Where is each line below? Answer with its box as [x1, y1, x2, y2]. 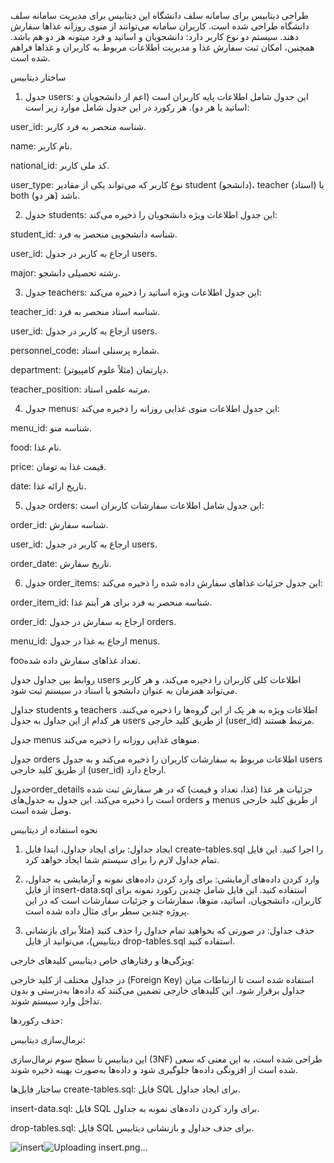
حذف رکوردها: [10, 1015, 63, 1026]
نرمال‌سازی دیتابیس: [10, 1034, 86, 1045]
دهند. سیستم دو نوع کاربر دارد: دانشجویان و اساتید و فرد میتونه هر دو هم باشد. [10, 31, 299, 42]
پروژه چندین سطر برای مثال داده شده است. [24, 905, 190, 917]
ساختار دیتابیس [10, 71, 67, 83]
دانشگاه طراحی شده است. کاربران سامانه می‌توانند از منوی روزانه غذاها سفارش [10, 20, 310, 32]
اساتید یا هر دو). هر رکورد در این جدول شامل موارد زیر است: [24, 101, 250, 113]
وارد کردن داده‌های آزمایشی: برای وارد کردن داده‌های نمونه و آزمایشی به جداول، [24, 873, 320, 885]
